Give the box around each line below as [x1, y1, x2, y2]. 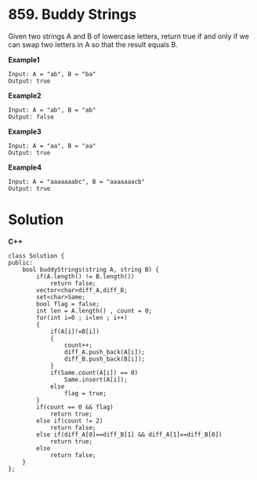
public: [8, 258, 34, 266]
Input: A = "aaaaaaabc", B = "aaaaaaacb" [8, 178, 146, 185]
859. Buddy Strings [8, 5, 137, 24]
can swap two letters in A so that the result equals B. [8, 39, 178, 49]
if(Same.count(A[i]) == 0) [49, 368, 139, 376]
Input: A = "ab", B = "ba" [8, 70, 96, 78]
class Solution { [8, 251, 65, 260]
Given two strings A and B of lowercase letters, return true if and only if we [8, 31, 249, 41]
